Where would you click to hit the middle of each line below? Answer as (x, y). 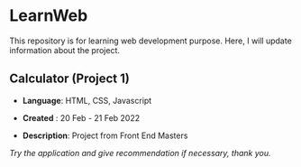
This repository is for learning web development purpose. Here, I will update (151, 41)
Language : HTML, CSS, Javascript (87, 100)
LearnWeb (49, 16)
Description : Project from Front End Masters (105, 135)
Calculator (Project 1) (70, 79)
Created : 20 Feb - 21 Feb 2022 (81, 117)
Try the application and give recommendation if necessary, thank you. (141, 153)
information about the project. (64, 50)
